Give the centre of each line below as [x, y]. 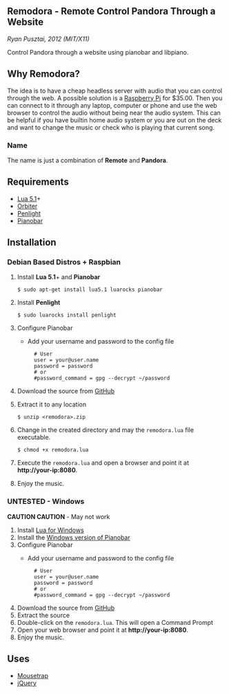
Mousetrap [32, 675]
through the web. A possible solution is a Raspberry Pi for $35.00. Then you [115, 98]
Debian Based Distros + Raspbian [64, 262]
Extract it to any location [52, 404]
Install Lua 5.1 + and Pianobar [59, 277]
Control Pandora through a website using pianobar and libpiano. [98, 52]
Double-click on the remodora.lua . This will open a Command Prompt [115, 622]
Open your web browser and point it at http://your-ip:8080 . [102, 630]
